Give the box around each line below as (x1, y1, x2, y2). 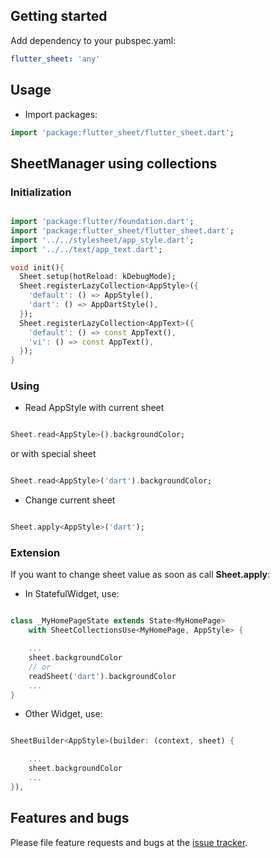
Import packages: (24, 108, 98, 120)
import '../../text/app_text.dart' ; (10, 244, 163, 254)
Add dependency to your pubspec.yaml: (10, 34, 177, 46)
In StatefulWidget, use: (24, 588, 120, 600)
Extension (10, 546, 61, 560)
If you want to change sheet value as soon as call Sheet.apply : (10, 569, 271, 581)
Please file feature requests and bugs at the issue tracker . (10, 836, 248, 848)
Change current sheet (24, 494, 116, 506)
